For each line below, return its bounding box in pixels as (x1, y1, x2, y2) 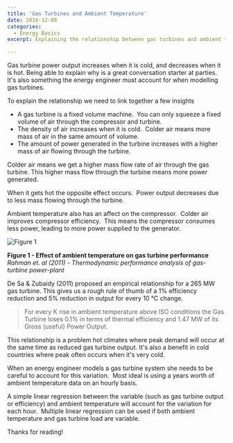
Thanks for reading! (7, 428, 64, 436)
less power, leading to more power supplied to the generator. (7, 224, 182, 233)
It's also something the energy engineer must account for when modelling (7, 76, 218, 84)
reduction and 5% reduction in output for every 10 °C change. (7, 294, 184, 303)
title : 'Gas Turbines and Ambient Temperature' (7, 10, 148, 17)
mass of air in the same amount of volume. (17, 133, 140, 141)
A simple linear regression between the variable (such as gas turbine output (7, 392, 224, 401)
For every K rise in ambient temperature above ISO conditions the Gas (24, 308, 224, 316)
